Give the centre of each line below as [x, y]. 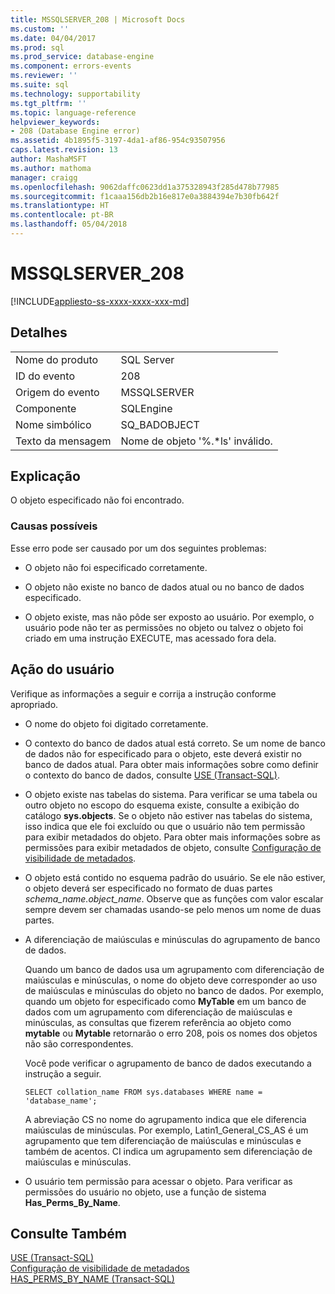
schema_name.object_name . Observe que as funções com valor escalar [174, 898]
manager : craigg [44, 177]
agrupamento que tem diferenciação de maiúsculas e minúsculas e [163, 1140]
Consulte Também [69, 1233]
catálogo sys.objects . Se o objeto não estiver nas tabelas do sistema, [168, 815]
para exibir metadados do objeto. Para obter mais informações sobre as [172, 837]
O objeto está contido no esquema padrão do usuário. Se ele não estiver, [175, 877]
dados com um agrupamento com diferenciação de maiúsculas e [158, 1012]
